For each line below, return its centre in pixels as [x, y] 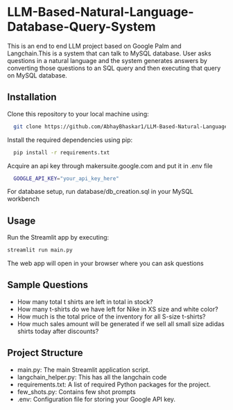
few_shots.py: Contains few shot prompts [77, 391]
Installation [32, 97]
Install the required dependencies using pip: [70, 140]
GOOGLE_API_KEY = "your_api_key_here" [66, 178]
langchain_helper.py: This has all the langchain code [92, 377]
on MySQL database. [37, 75]
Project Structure [45, 353]
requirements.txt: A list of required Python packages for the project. [114, 384]
